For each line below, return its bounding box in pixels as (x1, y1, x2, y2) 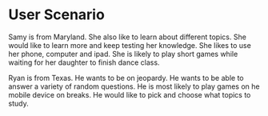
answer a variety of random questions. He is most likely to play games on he (8, 82, 260, 91)
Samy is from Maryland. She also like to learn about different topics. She (8, 32, 246, 42)
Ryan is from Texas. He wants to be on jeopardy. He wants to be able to (8, 73, 244, 82)
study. (8, 98, 30, 108)
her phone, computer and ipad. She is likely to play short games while (8, 49, 238, 58)
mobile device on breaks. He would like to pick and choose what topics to (8, 90, 251, 99)
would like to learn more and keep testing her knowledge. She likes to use (8, 40, 252, 50)
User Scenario (8, 6, 106, 24)
